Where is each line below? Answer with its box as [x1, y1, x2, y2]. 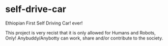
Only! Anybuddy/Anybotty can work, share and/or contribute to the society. [5, 35, 163, 41]
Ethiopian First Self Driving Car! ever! [5, 20, 83, 26]
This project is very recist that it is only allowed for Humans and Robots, [5, 29, 156, 35]
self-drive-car [5, 3, 66, 15]
